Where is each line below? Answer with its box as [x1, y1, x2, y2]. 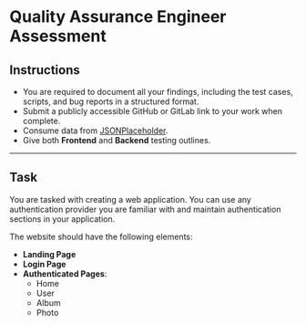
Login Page [22, 258, 66, 269]
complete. [22, 116, 61, 126]
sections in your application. [9, 213, 116, 225]
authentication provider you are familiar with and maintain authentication [9, 204, 281, 215]
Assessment [9, 26, 107, 47]
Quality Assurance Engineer [9, 6, 227, 27]
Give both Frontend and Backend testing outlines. [22, 135, 211, 145]
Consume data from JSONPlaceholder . [22, 125, 168, 136]
